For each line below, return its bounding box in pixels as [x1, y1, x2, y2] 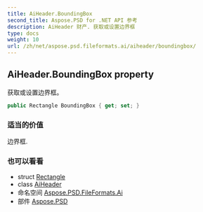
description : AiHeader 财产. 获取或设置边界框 [7, 23, 136, 30]
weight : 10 [7, 36, 39, 43]
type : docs [7, 29, 39, 37]
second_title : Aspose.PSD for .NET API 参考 [7, 17, 138, 24]
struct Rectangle [17, 173, 65, 181]
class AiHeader [17, 180, 62, 189]
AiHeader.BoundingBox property [7, 69, 155, 80]
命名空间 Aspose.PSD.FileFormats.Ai [17, 188, 123, 197]
